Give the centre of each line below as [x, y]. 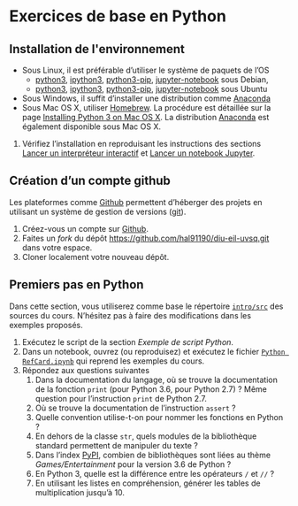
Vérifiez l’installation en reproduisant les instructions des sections [141, 144]
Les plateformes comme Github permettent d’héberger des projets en [136, 202]
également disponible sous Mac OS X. [92, 126]
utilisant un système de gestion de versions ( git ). [98, 211]
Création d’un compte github [90, 181]
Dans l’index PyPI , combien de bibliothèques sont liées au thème [153, 455]
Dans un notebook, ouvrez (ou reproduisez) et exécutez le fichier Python [153, 351]
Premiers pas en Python [76, 285]
